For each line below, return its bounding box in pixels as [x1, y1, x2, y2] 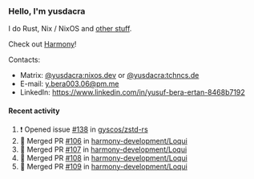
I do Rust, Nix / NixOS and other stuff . [8, 24, 132, 34]
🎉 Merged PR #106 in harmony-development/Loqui [19, 136, 188, 145]
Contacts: [8, 55, 41, 65]
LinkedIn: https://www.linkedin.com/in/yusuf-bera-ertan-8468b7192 [19, 87, 246, 97]
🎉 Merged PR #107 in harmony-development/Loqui [19, 144, 187, 154]
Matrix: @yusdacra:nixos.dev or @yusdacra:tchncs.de [19, 71, 200, 80]
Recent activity [8, 106, 60, 116]
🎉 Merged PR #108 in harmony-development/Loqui [19, 153, 188, 162]
